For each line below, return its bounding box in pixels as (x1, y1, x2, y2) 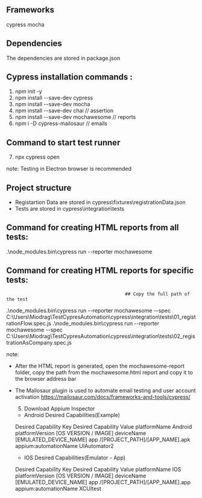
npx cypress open (14, 153, 60, 161)
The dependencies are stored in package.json (6, 54, 121, 62)
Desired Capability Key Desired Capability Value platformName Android (14, 423, 192, 430)
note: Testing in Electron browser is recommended (6, 165, 131, 173)
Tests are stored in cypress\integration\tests (14, 205, 125, 212)
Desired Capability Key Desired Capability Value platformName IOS (14, 465, 181, 473)
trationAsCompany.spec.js (6, 339, 72, 346)
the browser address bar (14, 375, 77, 382)
